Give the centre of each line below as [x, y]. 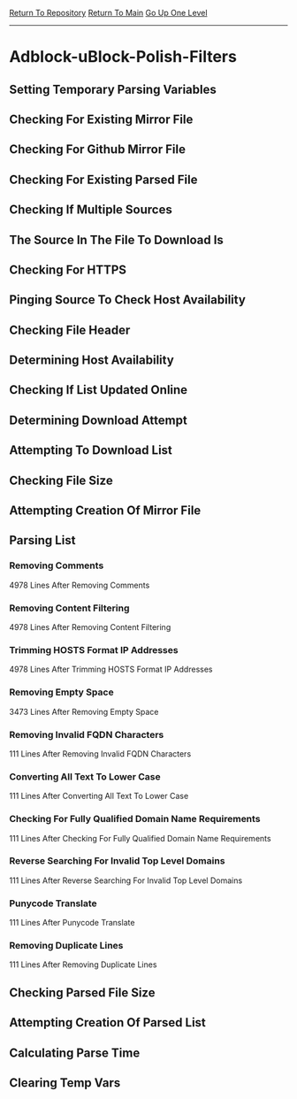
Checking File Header [70, 330]
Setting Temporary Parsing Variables [113, 89]
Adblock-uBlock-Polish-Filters [123, 57]
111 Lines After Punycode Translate [72, 923]
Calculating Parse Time [75, 1053]
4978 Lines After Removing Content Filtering [90, 627]
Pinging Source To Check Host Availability [127, 300]
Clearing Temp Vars [65, 1083]
